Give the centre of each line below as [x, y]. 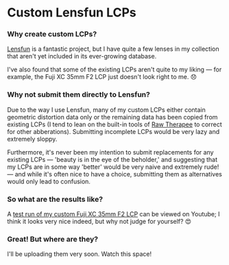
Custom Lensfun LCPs [72, 13]
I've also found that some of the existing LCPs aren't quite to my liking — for [114, 69]
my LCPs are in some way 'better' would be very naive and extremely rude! [113, 167]
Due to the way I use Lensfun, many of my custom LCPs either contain [106, 110]
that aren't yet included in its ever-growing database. [82, 56]
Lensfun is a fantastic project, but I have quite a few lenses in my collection [113, 49]
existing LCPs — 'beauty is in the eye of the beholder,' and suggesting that [112, 159]
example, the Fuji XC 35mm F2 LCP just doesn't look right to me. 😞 [102, 77]
